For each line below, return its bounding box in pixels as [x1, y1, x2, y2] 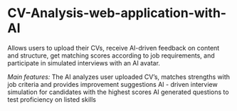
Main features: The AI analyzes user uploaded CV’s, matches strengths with [7, 73, 230, 81]
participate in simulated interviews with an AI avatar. [7, 58, 160, 67]
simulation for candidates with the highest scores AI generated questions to [7, 88, 229, 96]
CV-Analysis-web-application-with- [7, 5, 226, 21]
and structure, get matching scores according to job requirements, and [7, 51, 215, 60]
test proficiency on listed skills [7, 95, 96, 104]
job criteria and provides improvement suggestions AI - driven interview [7, 80, 218, 88]
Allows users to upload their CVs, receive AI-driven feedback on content [7, 43, 220, 52]
